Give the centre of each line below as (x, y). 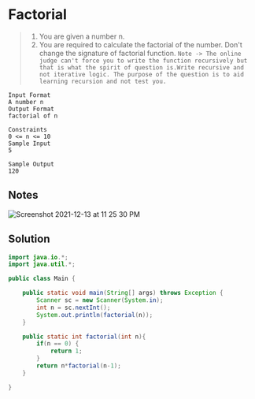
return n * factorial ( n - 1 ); (79, 366)
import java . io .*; (38, 257)
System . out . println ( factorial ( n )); (95, 315)
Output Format (31, 109)
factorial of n (33, 116)
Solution (29, 239)
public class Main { (42, 279)
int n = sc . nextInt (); (74, 308)
